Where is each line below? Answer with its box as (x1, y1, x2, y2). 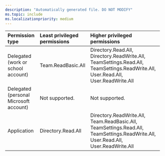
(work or (7, 59, 27, 66)
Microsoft (7, 98, 30, 105)
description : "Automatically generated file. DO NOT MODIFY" (5, 7, 133, 12)
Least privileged (39, 32, 79, 39)
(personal (7, 92, 30, 99)
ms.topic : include (5, 12, 43, 17)
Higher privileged (90, 32, 132, 39)
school (7, 65, 24, 72)
